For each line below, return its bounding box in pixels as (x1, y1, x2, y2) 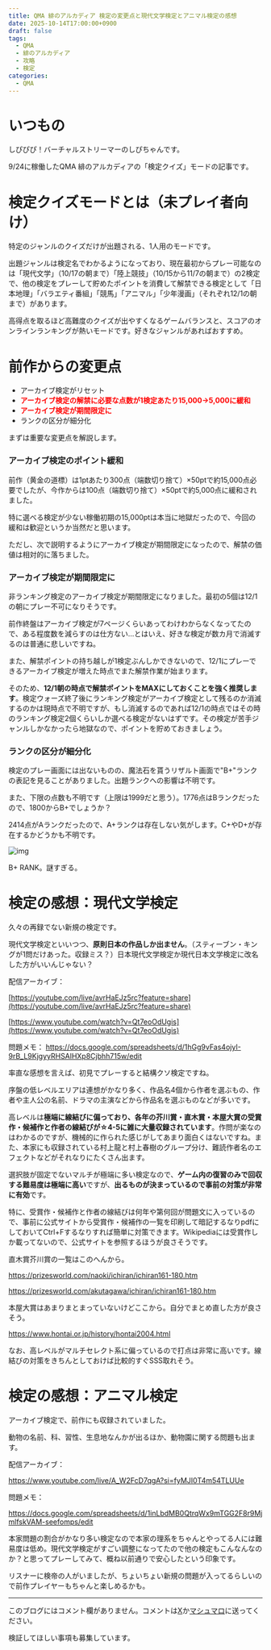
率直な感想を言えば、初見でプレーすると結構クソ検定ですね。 (8, 1068, 214, 1077)
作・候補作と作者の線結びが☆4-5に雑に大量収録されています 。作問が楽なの (8, 1123, 261, 1132)
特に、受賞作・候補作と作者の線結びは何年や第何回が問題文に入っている (8, 1207, 248, 1217)
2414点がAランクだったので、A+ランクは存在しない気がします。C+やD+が (8, 820, 256, 830)
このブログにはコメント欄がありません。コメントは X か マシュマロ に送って (8, 1606, 253, 1615)
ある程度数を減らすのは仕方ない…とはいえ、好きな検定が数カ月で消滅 (22, 628, 255, 638)
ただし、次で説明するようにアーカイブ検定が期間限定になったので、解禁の (8, 540, 256, 549)
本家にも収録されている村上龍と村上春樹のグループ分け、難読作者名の (22, 1143, 256, 1152)
